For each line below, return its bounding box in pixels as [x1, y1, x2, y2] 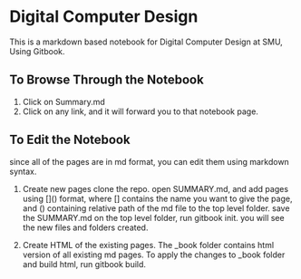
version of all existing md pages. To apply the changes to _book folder [22, 249, 286, 260]
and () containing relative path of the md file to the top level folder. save [22, 202, 290, 214]
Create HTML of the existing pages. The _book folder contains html [22, 239, 275, 250]
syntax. [9, 166, 37, 177]
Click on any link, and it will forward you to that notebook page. [22, 106, 258, 117]
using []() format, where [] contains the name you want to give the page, [22, 193, 293, 204]
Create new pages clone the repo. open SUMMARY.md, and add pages [22, 183, 288, 194]
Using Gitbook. [9, 45, 65, 56]
